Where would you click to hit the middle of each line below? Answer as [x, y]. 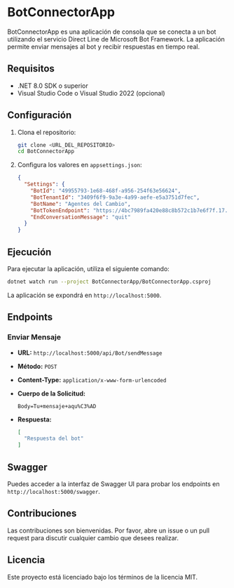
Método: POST [37, 366]
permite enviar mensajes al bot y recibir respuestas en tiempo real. [104, 46]
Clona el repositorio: [47, 132]
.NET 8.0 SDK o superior [53, 86]
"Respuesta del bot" [54, 439]
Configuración [40, 116]
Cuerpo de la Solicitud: [51, 393]
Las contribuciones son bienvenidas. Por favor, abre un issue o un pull [109, 530]
